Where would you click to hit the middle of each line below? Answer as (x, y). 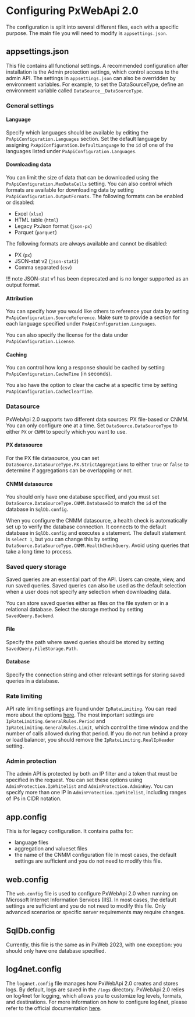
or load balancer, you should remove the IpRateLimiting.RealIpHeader (90, 740)
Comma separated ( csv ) (43, 268)
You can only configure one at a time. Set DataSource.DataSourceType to (92, 426)
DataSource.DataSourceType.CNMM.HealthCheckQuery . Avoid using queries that (98, 545)
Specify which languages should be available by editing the (77, 132)
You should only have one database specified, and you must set (83, 497)
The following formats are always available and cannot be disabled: (87, 244)
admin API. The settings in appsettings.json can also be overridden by (91, 78)
